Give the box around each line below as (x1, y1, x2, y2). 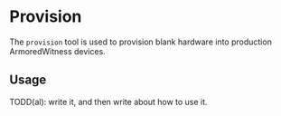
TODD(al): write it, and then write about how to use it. (9, 96, 208, 107)
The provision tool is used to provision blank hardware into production (9, 36, 273, 47)
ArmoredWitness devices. (9, 45, 106, 56)
